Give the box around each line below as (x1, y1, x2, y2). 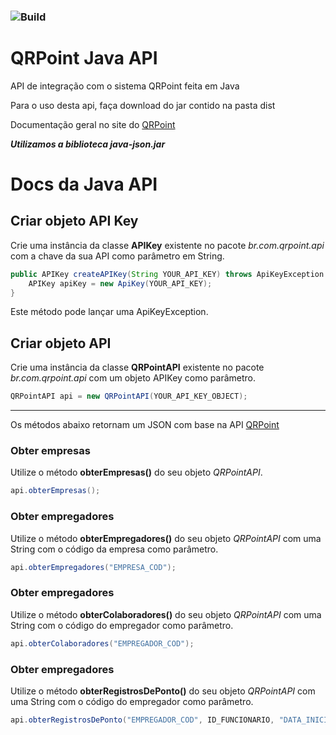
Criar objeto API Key (10, 213, 139, 230)
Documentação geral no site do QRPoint (10, 118, 176, 130)
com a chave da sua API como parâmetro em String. (10, 250, 225, 262)
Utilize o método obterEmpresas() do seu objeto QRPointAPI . (10, 466, 263, 479)
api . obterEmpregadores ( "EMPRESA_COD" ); (10, 562, 177, 572)
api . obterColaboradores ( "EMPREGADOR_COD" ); (10, 638, 195, 649)
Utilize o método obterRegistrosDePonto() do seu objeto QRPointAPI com (10, 685, 316, 697)
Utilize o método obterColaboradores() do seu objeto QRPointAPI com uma (10, 608, 322, 620)
